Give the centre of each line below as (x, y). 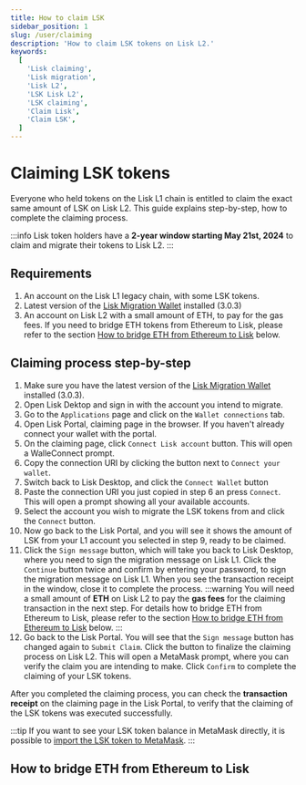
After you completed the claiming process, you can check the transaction (149, 693)
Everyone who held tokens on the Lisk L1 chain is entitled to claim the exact (152, 198)
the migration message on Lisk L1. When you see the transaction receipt (158, 579)
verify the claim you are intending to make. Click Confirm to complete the (160, 666)
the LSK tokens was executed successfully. (92, 713)
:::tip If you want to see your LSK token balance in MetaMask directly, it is (148, 730)
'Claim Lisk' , (53, 111)
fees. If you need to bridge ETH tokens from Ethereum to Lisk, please (153, 325)
